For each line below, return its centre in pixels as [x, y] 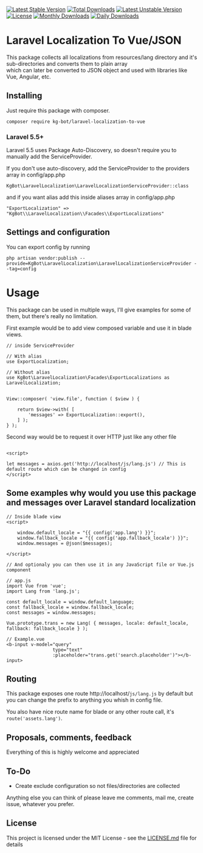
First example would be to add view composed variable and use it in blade [99, 328]
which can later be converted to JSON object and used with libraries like [97, 70]
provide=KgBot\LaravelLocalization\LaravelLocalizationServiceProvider [99, 263]
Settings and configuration [58, 232]
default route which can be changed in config [66, 469]
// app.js [19, 580]
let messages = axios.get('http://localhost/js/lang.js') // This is [96, 464]
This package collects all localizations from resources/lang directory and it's [102, 57]
